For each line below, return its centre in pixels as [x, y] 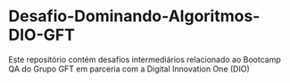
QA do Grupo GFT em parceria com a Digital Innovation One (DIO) [129, 69]
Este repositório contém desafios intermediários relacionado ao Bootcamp [145, 59]
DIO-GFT [41, 35]
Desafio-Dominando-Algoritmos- [134, 16]
